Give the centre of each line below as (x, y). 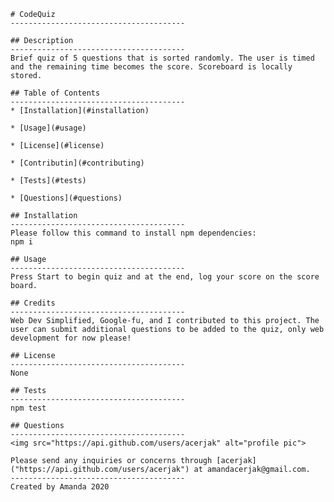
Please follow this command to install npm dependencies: (133, 233)
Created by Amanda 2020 (60, 487)
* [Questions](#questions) (66, 198)
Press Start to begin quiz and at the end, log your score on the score (165, 277)
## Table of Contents (55, 93)
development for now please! (71, 338)
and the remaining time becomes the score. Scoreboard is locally (151, 67)
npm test (28, 408)
